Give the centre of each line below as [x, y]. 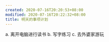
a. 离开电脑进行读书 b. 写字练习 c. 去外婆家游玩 [55, 34]
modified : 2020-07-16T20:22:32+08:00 [46, 15]
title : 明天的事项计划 [27, 19]
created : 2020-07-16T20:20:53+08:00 [44, 10]
